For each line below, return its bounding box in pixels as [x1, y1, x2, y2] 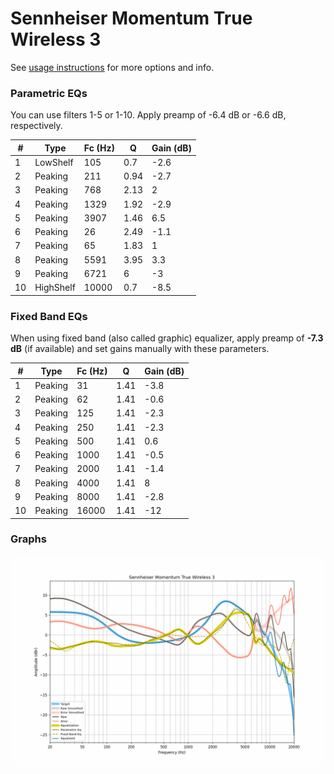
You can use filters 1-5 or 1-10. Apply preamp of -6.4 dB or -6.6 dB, [10, 109, 287, 121]
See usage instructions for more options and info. [10, 61, 215, 73]
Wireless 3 [10, 28, 102, 51]
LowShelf [34, 156, 74, 168]
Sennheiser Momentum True [10, 7, 253, 30]
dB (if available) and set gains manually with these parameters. [10, 343, 270, 355]
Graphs [10, 532, 47, 546]
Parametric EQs [10, 86, 88, 100]
